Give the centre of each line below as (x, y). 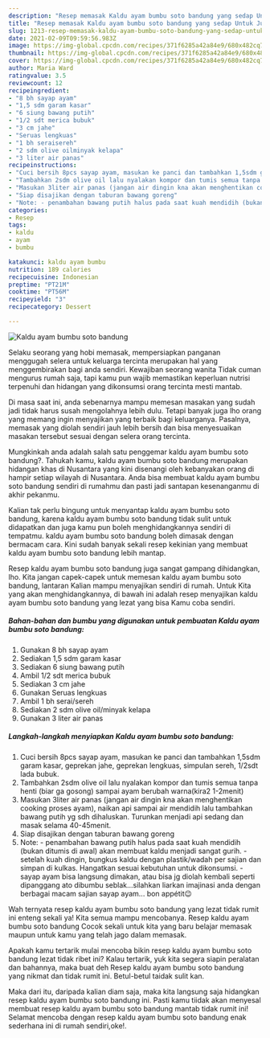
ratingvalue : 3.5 (37, 76)
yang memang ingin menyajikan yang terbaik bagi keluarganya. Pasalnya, (130, 419)
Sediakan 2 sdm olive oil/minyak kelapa (85, 709)
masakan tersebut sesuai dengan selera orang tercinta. (100, 436)
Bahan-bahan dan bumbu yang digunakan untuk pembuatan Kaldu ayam (134, 621)
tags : (17, 225)
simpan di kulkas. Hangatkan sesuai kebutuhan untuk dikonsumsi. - (131, 868)
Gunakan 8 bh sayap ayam (64, 650)
